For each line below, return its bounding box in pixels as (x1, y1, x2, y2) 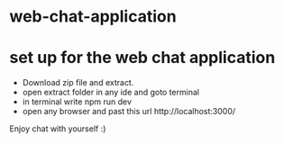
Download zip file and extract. (22, 77, 134, 88)
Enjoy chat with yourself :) (9, 123, 106, 134)
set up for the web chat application (9, 48, 276, 68)
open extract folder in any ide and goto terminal (22, 87, 200, 98)
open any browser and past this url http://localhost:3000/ (22, 106, 236, 117)
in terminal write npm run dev (22, 96, 133, 107)
